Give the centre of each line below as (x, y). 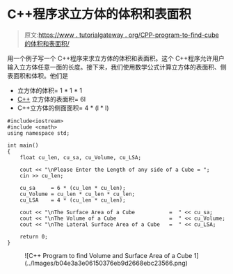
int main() (23, 145)
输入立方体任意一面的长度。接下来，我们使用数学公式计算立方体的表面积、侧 (117, 67)
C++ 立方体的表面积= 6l (51, 99)
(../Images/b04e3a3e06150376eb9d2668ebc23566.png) (106, 263)
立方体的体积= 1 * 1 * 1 (49, 90)
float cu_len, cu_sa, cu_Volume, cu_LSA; (80, 157)
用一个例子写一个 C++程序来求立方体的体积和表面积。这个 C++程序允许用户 (116, 58)
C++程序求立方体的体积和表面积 (99, 14)
